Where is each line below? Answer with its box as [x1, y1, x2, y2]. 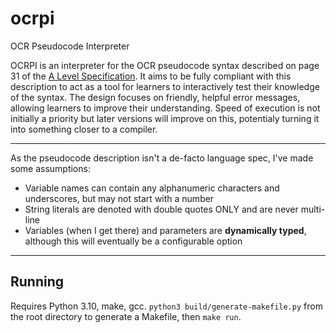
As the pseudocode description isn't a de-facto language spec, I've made [10, 152, 314, 164]
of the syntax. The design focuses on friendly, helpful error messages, [10, 91, 301, 103]
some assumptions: [10, 162, 91, 174]
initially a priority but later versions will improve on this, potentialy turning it [10, 112, 320, 124]
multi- [300, 203, 326, 215]
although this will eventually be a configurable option [24, 235, 243, 247]
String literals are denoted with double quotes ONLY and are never [24, 203, 299, 215]
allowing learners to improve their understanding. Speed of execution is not [10, 102, 321, 114]
